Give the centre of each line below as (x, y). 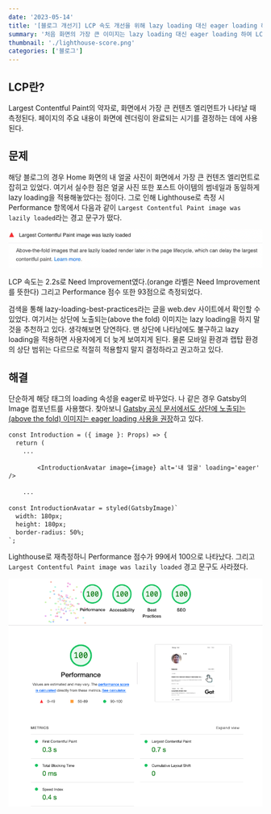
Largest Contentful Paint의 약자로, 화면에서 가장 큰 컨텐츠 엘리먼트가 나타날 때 (132, 108)
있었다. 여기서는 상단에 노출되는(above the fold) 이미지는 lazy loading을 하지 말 (134, 319)
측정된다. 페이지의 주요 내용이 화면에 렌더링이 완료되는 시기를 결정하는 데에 (126, 118)
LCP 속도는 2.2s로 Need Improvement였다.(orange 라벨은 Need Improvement (134, 282)
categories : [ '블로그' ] (46, 51)
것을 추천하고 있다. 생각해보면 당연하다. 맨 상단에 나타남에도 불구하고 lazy (124, 329)
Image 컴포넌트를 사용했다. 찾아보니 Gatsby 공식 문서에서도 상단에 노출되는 (127, 409)
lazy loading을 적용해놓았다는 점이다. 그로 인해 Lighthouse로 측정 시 (117, 197)
